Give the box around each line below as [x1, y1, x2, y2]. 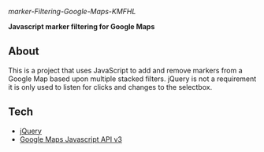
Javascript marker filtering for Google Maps [8, 22, 155, 31]
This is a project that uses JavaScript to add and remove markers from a [8, 65, 243, 75]
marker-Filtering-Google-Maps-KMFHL [8, 7, 136, 16]
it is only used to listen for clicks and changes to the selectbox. [8, 82, 213, 91]
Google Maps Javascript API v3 [19, 134, 122, 144]
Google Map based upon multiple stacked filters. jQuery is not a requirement [8, 74, 257, 83]
